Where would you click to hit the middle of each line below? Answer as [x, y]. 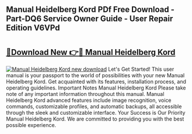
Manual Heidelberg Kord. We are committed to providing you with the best [95, 119]
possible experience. [31, 125]
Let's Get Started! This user [141, 69]
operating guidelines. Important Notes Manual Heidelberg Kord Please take [96, 88]
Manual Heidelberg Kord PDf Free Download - [90, 10]
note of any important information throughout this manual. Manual [85, 94]
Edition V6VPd [33, 28]
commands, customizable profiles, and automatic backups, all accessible [94, 106]
